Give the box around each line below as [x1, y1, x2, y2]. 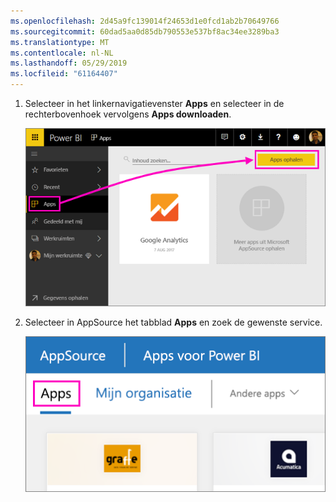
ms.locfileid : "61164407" [10, 69, 118, 79]
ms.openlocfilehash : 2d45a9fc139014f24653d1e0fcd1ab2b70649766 [10, 16, 280, 26]
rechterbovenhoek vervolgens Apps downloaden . [24, 108, 232, 120]
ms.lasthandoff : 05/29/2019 [10, 58, 128, 69]
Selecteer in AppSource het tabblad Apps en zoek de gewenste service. [24, 316, 323, 328]
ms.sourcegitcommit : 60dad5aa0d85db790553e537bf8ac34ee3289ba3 [10, 26, 280, 37]
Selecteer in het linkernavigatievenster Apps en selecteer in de [24, 98, 285, 109]
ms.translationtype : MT [10, 37, 110, 47]
